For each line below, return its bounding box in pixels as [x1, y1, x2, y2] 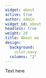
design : [5, 40, 21, 45]
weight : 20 [5, 31, 28, 36]
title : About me [5, 36, 39, 41]
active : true [5, 12, 32, 17]
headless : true [5, 26, 37, 31]
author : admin [5, 17, 35, 22]
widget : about [5, 7, 35, 13]
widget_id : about [5, 21, 41, 27]
